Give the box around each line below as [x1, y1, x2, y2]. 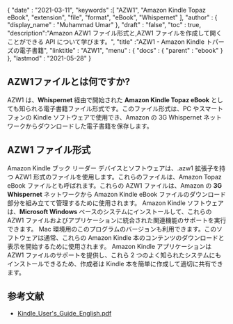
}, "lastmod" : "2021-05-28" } [7, 54, 92, 62]
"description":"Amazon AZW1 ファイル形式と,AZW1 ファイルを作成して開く [7, 29, 223, 37]
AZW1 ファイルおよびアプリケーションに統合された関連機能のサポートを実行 [7, 216, 227, 225]
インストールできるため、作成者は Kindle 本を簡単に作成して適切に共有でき [7, 259, 224, 268]
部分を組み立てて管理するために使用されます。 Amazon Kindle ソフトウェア [7, 198, 224, 207]
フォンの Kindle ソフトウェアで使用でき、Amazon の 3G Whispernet [7, 113, 202, 121]
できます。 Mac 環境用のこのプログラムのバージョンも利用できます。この [7, 225, 217, 233]
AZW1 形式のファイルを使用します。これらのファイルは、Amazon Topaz [15, 172, 222, 181]
